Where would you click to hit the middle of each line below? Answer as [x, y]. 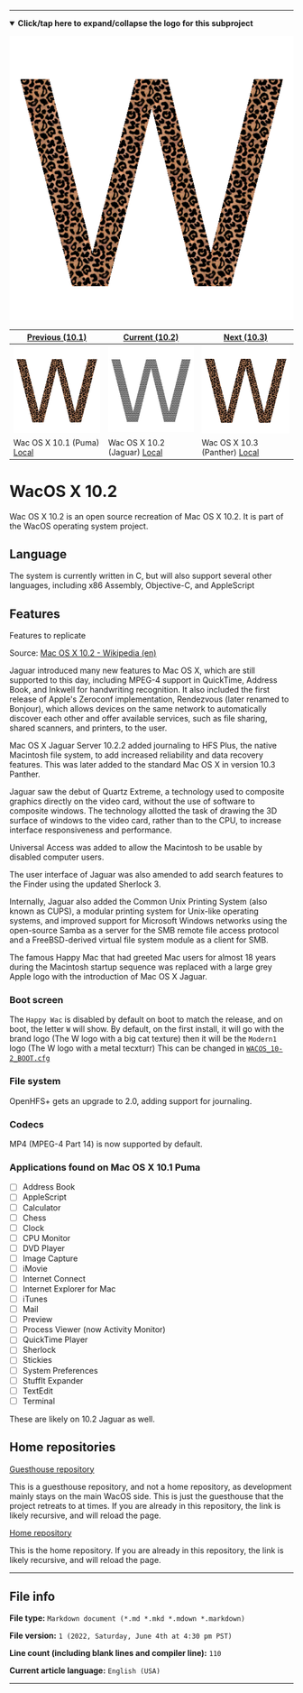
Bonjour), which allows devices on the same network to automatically [138, 709]
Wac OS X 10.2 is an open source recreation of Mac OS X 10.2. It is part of [147, 516]
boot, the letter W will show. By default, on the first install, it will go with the [147, 1029]
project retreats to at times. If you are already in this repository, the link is [145, 1505]
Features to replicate [48, 636]
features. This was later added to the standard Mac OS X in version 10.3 [142, 765]
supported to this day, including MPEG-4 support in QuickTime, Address [143, 680]
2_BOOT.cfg [30, 1059]
